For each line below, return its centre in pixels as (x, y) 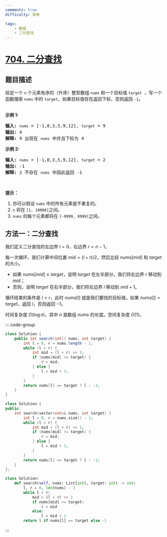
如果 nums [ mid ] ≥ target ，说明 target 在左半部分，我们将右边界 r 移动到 (87, 274)
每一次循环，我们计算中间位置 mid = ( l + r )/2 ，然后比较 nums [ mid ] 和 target (83, 257)
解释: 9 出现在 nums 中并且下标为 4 (45, 139)
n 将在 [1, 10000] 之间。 (37, 210)
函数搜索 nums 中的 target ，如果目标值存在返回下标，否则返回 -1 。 (74, 99)
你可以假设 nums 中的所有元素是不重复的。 (56, 204)
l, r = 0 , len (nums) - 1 (49, 488)
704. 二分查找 (33, 60)
